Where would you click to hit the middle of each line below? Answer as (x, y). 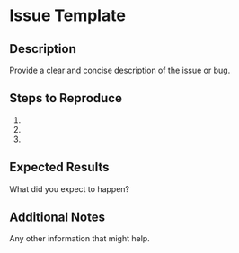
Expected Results (59, 167)
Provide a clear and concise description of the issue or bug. (120, 70)
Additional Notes (58, 218)
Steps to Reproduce (66, 98)
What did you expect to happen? (70, 188)
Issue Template (67, 16)
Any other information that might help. (80, 239)
